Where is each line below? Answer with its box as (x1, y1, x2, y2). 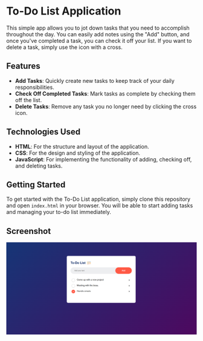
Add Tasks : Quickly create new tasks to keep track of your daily (14, 77, 175, 84)
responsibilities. (14, 83, 54, 91)
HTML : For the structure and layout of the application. (14, 143, 149, 150)
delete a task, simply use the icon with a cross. (6, 44, 123, 51)
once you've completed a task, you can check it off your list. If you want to (6, 37, 192, 44)
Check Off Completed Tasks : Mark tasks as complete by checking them (14, 89, 196, 97)
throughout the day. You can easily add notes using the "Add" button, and (6, 30, 190, 37)
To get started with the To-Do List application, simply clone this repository (6, 195, 191, 203)
